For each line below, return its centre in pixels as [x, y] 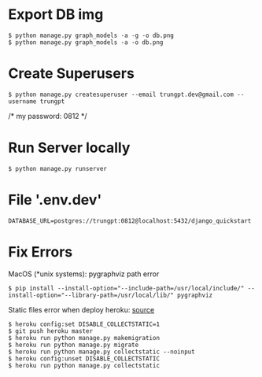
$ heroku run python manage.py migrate [74, 345]
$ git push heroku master [50, 331]
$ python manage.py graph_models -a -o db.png [86, 42]
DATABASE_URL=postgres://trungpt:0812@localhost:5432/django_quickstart [130, 221]
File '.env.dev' [55, 200]
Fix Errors [41, 251]
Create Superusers [72, 74]
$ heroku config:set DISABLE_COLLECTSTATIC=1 [84, 324]
